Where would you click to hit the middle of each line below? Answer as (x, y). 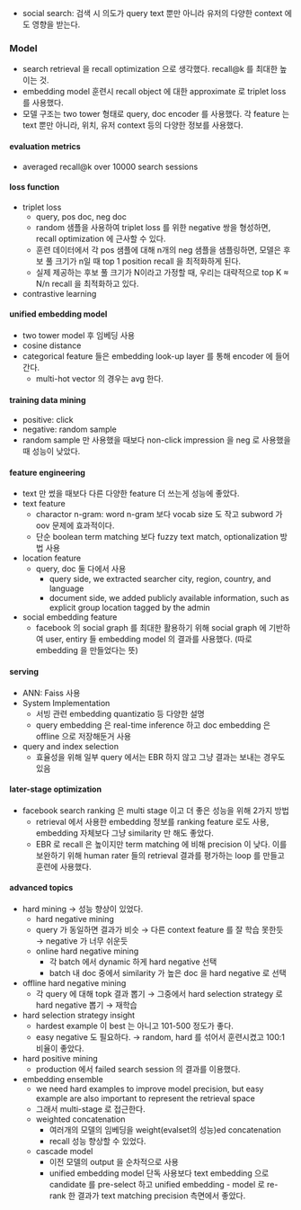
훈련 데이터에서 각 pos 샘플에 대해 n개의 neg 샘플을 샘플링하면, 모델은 (158, 249)
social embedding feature (70, 617)
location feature (52, 558)
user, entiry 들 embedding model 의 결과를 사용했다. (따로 (149, 639)
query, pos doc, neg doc (81, 216)
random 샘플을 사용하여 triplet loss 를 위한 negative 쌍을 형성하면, (153, 227)
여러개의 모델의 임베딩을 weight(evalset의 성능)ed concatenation (165, 1129)
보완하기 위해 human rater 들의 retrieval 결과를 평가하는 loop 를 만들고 (160, 855)
